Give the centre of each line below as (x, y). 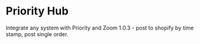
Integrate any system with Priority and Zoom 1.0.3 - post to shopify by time (100, 28)
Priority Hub (37, 11)
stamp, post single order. (37, 34)
